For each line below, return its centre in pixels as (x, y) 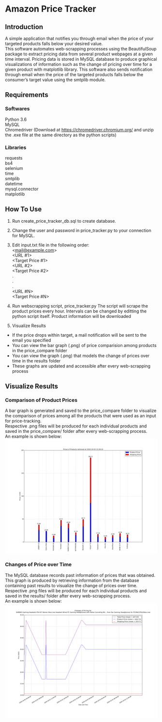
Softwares (17, 109)
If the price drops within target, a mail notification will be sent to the (79, 335)
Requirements (27, 95)
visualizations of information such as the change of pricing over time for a (79, 64)
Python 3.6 (16, 119)
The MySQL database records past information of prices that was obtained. (80, 575)
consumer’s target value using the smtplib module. (55, 80)
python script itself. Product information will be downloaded (72, 316)
